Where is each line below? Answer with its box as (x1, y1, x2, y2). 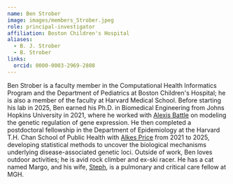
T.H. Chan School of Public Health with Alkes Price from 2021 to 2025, (7, 133, 210, 141)
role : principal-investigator (7, 23, 96, 30)
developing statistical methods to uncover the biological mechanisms (7, 140, 206, 148)
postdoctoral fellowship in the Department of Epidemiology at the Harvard (7, 125, 220, 134)
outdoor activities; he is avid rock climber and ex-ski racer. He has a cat (7, 155, 214, 164)
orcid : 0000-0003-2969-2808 (13, 62, 96, 69)
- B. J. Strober (13, 43, 61, 49)
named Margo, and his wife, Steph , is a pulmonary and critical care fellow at (7, 162, 226, 171)
